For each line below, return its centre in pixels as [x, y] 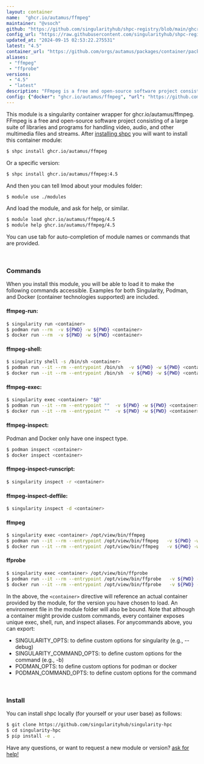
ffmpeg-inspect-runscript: [41, 469]
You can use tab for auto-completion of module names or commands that [98, 237]
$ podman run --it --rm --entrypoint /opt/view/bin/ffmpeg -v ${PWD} [99, 541]
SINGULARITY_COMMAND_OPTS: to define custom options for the [98, 653]
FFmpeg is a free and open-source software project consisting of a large [97, 121]
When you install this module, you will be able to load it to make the [90, 284]
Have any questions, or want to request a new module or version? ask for [98, 748]
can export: [21, 628]
